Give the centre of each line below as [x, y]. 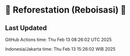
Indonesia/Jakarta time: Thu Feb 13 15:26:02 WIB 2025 [60, 49]
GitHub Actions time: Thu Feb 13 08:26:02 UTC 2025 [58, 39]
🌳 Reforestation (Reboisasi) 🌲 [66, 10]
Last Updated [26, 28]
